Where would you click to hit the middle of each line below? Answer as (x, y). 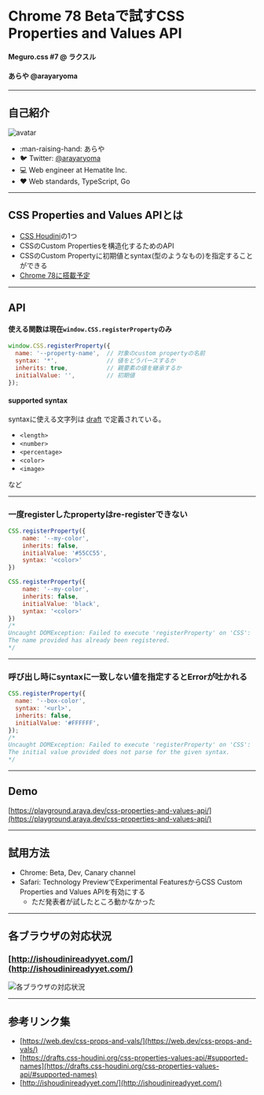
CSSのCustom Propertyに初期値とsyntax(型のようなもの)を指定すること (136, 255)
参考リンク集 (39, 1021)
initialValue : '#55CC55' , (65, 553)
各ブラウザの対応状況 (60, 936)
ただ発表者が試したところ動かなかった (93, 901)
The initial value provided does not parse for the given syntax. (119, 752)
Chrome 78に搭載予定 (55, 275)
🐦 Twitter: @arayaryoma (60, 158)
